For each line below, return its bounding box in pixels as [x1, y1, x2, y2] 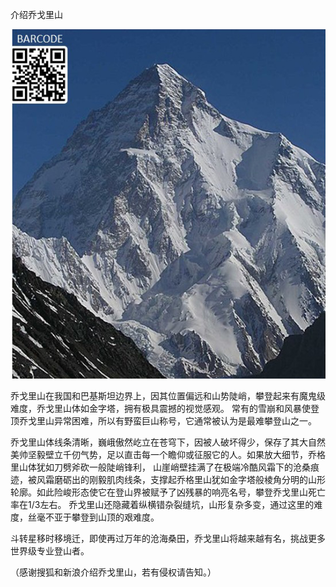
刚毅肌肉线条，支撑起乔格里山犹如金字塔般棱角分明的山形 [88, 474, 326, 486]
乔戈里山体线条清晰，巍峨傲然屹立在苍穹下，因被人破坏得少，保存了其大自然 [10, 436, 326, 448]
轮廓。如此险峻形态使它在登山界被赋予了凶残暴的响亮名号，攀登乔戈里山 [10, 486, 308, 498]
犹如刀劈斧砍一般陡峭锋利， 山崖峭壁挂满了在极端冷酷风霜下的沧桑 [36, 461, 311, 473]
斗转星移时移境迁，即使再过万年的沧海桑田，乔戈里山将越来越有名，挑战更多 [10, 533, 326, 545]
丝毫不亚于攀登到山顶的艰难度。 [27, 511, 160, 523]
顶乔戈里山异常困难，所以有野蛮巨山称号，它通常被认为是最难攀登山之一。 [10, 415, 317, 427]
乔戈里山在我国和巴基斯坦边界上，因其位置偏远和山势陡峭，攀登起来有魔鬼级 [10, 390, 326, 402]
